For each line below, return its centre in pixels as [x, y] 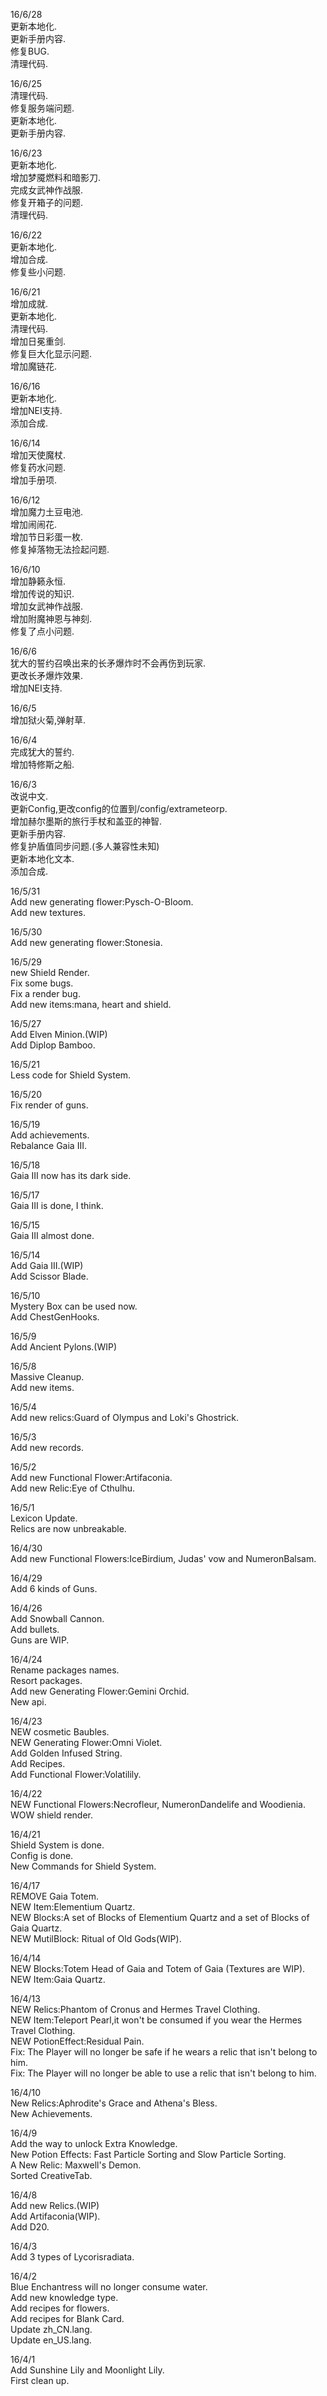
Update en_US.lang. [51, 2340]
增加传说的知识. [42, 593]
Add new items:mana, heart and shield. [91, 1004]
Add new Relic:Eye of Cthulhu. [73, 1488]
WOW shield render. [51, 1815]
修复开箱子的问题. [47, 202]
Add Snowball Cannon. [57, 1618]
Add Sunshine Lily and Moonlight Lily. [87, 2370]
